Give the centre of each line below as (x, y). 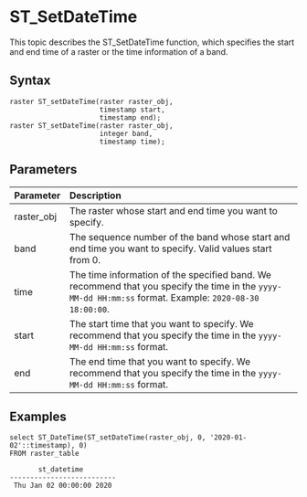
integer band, (126, 133)
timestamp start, (132, 110)
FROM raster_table (44, 454)
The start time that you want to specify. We (161, 323)
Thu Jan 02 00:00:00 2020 (63, 486)
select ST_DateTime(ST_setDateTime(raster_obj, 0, (108, 438)
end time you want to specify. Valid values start (170, 248)
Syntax (30, 81)
